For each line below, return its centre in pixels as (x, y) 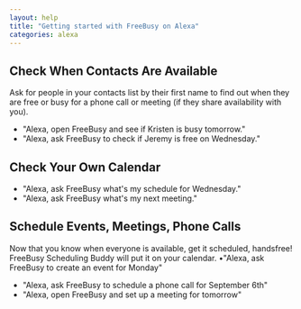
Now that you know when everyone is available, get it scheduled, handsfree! (151, 248)
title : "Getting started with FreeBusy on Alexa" (105, 26)
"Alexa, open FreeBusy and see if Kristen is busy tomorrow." (134, 129)
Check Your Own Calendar (85, 167)
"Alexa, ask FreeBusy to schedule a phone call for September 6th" (145, 285)
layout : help (34, 18)
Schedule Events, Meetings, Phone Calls (125, 227)
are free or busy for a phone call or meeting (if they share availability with (146, 102)
